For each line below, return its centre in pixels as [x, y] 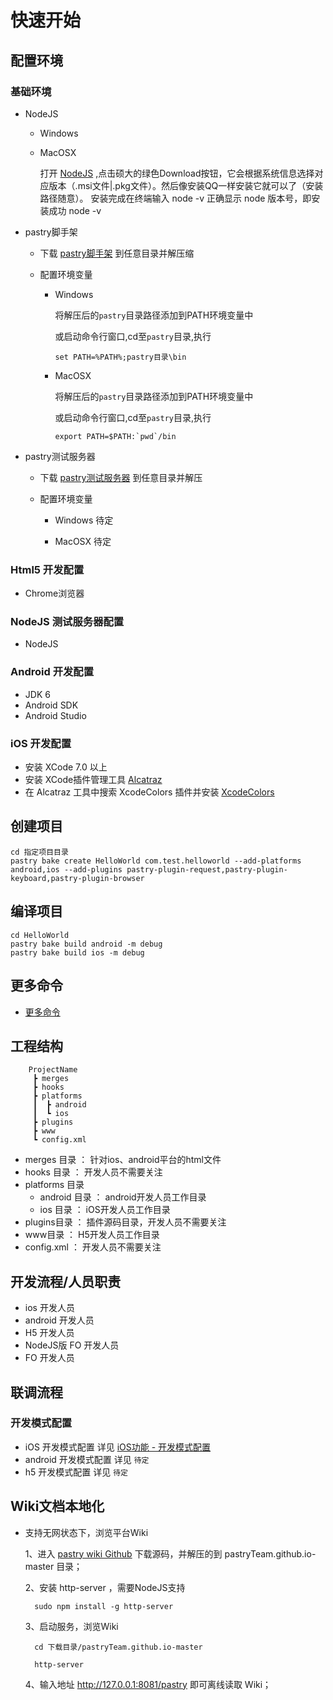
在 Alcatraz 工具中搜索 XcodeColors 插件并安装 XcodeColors [149, 792]
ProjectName [53, 1070]
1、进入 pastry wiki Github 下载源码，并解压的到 [123, 1553]
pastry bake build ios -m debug [77, 952]
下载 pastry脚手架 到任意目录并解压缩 [117, 253]
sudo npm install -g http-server [104, 1606]
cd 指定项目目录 [39, 852]
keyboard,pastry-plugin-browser [77, 878]
